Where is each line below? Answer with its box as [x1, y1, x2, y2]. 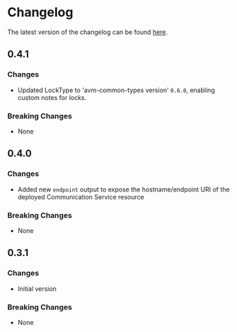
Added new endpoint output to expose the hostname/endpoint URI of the [17, 185, 230, 194]
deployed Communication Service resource [17, 192, 144, 201]
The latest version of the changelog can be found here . [7, 28, 168, 36]
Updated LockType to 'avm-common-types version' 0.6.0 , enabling [17, 86, 216, 94]
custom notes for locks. [17, 93, 87, 101]
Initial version [17, 284, 57, 293]
